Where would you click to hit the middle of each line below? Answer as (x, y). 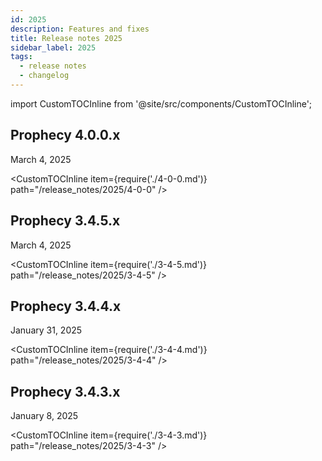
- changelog (44, 76)
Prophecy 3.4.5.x (65, 221)
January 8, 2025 (44, 416)
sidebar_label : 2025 (53, 47)
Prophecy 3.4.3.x (65, 391)
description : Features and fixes (80, 29)
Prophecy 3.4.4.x (66, 306)
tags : (21, 57)
